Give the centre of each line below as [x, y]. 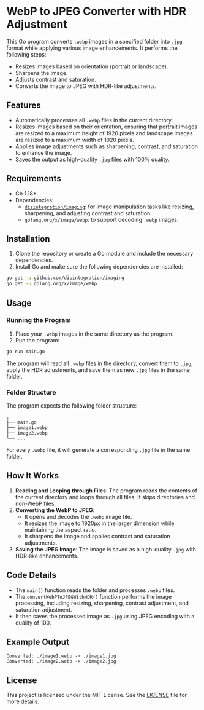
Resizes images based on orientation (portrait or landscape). [92, 66]
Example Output [38, 642]
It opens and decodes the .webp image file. [78, 516]
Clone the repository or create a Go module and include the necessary [104, 254]
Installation [28, 239]
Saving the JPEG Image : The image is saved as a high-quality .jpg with [106, 549]
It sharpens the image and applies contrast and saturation [97, 536]
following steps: [26, 54]
